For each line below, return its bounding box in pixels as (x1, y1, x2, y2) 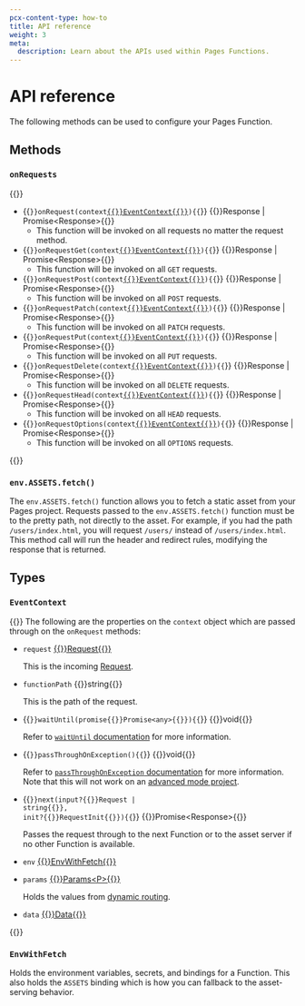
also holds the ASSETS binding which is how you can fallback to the (9, 977, 257, 988)
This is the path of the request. (22, 695, 138, 706)
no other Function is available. (22, 838, 135, 849)
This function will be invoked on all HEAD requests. (35, 408, 221, 419)
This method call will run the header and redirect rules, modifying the (9, 535, 268, 546)
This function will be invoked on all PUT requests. (35, 350, 218, 361)
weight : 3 (9, 30, 47, 39)
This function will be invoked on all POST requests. (35, 292, 221, 303)
